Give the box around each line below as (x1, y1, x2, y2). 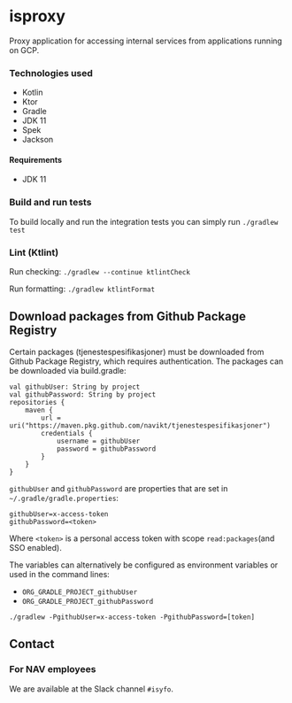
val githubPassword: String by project (9, 390, 157, 399)
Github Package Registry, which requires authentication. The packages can (9, 356, 284, 367)
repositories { (9, 398, 65, 406)
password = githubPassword (56, 444, 157, 453)
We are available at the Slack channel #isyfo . (9, 684, 174, 694)
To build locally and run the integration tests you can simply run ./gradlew (9, 216, 279, 227)
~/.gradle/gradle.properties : (9, 492, 119, 503)
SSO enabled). (9, 542, 62, 552)
